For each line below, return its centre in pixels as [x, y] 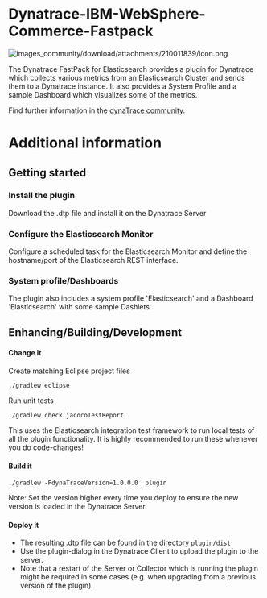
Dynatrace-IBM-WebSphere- [107, 14]
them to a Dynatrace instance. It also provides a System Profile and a [123, 86]
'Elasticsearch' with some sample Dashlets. [80, 307]
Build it [20, 466]
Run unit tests [31, 401]
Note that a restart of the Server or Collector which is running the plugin [139, 568]
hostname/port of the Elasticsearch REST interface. [93, 260]
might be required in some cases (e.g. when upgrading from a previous [138, 577]
